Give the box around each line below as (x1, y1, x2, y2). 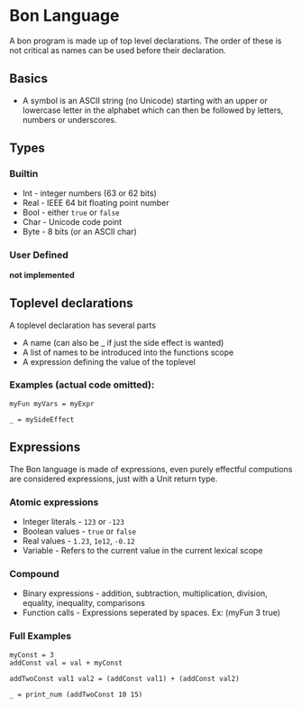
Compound (9, 567, 60, 580)
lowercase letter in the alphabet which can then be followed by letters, (22, 105, 284, 116)
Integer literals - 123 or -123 (22, 516, 124, 526)
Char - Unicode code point (22, 217, 123, 228)
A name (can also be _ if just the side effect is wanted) (22, 337, 224, 348)
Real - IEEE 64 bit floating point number (22, 198, 169, 209)
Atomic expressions (9, 496, 99, 508)
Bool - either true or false (22, 207, 120, 218)
